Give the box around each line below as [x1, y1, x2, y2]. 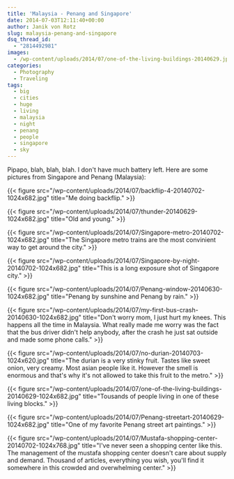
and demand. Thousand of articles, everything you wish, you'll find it [7, 456, 204, 464]
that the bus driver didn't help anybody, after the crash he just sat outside [7, 328, 218, 336]
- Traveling [13, 75, 49, 82]
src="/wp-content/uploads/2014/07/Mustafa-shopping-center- [36, 434, 218, 442]
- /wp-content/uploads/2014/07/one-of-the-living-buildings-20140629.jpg [13, 56, 232, 63]
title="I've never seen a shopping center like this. [81, 441, 223, 450]
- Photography [13, 68, 54, 75]
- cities [13, 95, 39, 102]
